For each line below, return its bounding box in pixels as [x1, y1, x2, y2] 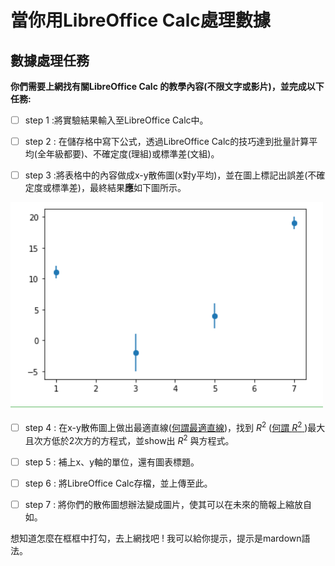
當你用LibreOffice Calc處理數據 [10, 9, 271, 32]
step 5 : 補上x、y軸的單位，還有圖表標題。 [24, 456, 200, 468]
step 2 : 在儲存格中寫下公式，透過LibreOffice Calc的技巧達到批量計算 [24, 136, 310, 148]
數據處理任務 [10, 52, 90, 69]
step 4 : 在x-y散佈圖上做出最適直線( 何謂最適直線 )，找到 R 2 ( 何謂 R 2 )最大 [24, 420, 326, 433]
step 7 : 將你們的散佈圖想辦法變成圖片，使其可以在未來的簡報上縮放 [24, 498, 304, 510]
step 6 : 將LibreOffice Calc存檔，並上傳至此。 [24, 477, 213, 489]
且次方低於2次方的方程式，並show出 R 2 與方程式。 [24, 432, 235, 446]
